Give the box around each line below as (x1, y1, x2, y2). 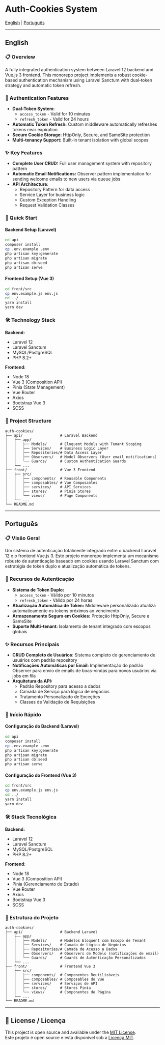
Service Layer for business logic (19, 192, 85, 198)
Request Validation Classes (19, 202, 75, 208)
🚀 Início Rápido (5, 711, 42, 718)
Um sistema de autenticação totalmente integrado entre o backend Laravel (5, 548, 156, 554)
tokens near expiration (12, 126, 58, 132)
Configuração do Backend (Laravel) (5, 723, 80, 729)
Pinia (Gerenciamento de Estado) (12, 881, 80, 887)
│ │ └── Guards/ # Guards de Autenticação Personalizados (5, 956, 146, 960)
